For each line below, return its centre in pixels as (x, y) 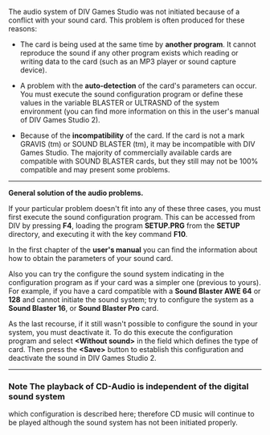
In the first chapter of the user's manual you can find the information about (133, 250)
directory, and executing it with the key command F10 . (98, 234)
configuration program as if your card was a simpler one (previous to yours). (135, 282)
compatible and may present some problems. (95, 170)
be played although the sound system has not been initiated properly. (123, 423)
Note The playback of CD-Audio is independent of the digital (129, 386)
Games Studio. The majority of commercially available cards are (126, 153)
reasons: (23, 29)
